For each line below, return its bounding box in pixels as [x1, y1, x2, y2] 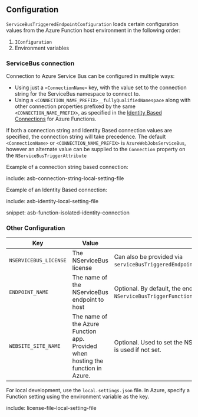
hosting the [72, 357, 104, 365]
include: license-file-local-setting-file [6, 405, 97, 412]
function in [72, 364, 102, 373]
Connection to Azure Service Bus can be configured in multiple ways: [6, 73, 175, 80]
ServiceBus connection [6, 59, 75, 67]
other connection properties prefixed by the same [14, 103, 136, 110]
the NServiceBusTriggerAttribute [6, 152, 87, 159]
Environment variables [14, 44, 70, 51]
